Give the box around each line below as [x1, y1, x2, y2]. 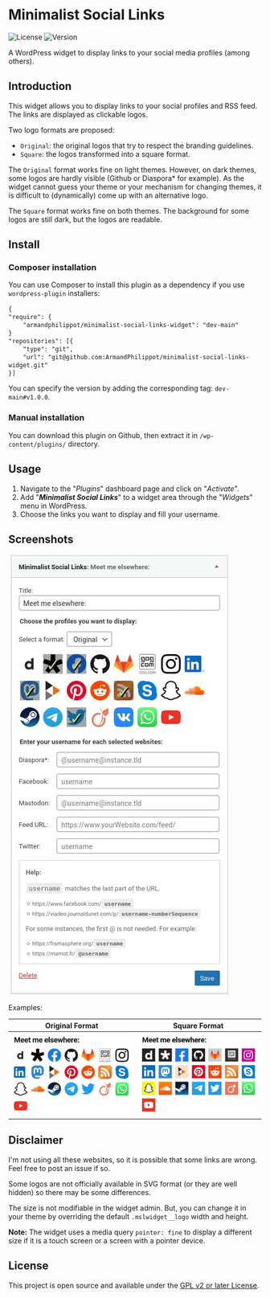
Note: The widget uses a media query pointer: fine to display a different [8, 1227, 252, 1237]
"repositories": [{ [8, 338, 74, 346]
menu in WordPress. [19, 501, 88, 510]
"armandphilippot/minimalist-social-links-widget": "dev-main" [22, 321, 239, 330]
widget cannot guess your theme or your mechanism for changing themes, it [8, 182, 262, 191]
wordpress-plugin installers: [8, 289, 100, 298]
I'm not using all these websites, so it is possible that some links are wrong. [8, 1155, 257, 1165]
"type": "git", [22, 346, 74, 354]
